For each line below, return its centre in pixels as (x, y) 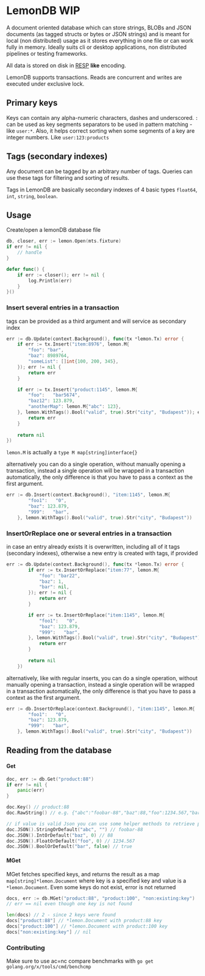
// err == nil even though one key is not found (69, 904)
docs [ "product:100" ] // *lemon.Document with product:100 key (87, 926)
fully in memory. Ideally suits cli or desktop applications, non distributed (97, 47)
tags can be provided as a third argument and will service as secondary (96, 321)
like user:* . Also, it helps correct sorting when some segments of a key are (101, 131)
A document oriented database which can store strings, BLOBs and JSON (99, 28)
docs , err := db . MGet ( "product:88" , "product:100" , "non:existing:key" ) (101, 898)
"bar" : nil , (54, 587)
